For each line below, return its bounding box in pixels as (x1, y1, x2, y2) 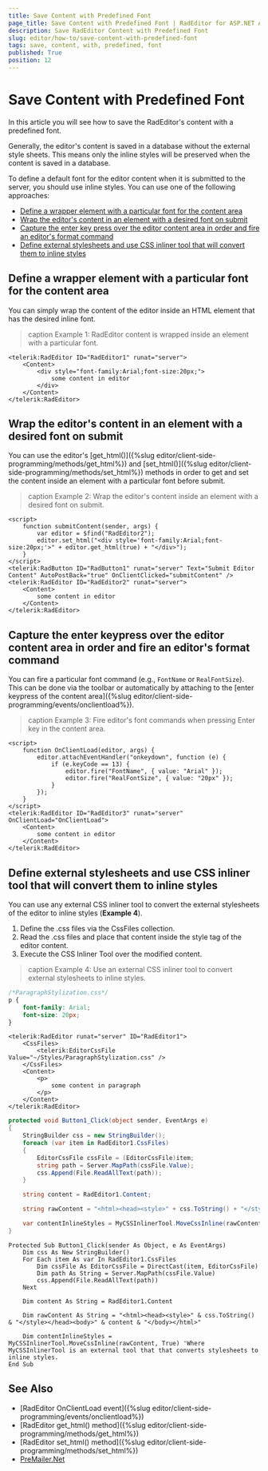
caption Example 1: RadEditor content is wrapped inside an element (27, 329, 250, 339)
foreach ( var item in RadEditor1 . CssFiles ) (22, 1139, 170, 1147)
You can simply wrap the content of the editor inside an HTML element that (8, 305, 255, 315)
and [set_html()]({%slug (128, 459, 207, 468)
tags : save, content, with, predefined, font (8, 42, 162, 50)
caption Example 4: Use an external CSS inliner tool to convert (27, 965, 233, 975)
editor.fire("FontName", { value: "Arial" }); (65, 767, 223, 775)
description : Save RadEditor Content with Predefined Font (8, 26, 209, 34)
